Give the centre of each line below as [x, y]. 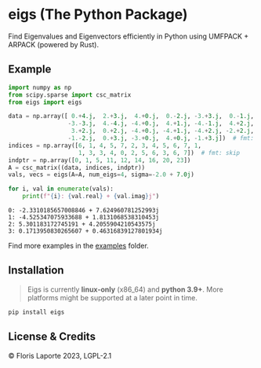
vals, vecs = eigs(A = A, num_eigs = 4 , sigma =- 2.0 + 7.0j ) [101, 175]
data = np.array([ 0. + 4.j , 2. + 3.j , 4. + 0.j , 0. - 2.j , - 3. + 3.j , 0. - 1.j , [131, 116]
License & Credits [52, 337]
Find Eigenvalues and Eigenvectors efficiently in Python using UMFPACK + [129, 36]
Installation [36, 270]
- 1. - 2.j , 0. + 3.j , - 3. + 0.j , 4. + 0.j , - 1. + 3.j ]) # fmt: [161, 138]
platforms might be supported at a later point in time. [112, 297]
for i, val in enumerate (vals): [61, 189]
